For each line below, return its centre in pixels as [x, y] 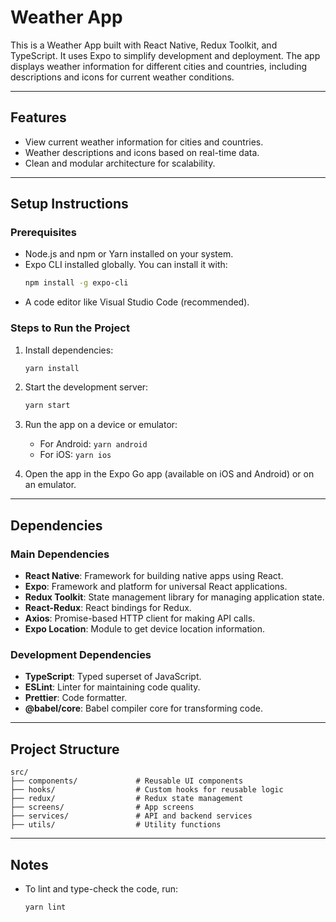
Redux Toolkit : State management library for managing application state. [174, 597]
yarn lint [45, 907]
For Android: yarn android [93, 444]
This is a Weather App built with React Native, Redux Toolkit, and [144, 45]
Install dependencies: [69, 350]
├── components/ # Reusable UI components [127, 781]
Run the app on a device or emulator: [101, 425]
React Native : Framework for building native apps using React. [154, 576]
